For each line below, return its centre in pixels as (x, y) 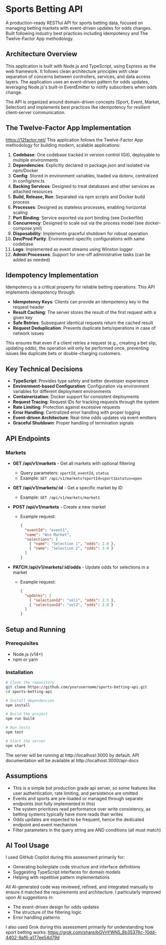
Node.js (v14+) (28, 654)
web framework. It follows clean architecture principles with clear (72, 71)
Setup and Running (36, 629)
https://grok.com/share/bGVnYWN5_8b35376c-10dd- (102, 932)
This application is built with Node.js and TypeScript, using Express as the (81, 66)
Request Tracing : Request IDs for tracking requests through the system (86, 402)
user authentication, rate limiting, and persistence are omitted (75, 793)
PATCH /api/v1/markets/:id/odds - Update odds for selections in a (81, 567)
